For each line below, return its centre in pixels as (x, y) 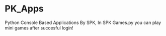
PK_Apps (24, 9)
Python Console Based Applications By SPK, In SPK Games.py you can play (83, 22)
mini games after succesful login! (39, 27)
